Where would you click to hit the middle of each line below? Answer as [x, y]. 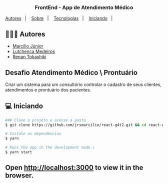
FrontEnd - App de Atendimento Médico [84, 7]
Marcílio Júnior [28, 46]
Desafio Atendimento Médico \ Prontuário [71, 72]
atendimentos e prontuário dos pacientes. [48, 89]
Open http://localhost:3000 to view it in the [74, 168]
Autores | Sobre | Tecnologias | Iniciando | [59, 18]
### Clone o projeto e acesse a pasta [45, 120]
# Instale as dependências [33, 134]
